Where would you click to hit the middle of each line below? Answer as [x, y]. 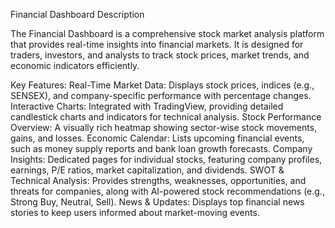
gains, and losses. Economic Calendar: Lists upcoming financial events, [157, 138]
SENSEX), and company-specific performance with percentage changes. [161, 95]
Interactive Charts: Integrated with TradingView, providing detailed [147, 106]
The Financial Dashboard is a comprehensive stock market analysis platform [167, 33]
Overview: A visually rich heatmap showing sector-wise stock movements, [164, 127]
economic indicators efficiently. [75, 65]
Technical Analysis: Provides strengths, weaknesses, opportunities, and [158, 180]
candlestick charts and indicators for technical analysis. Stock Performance [166, 117]
